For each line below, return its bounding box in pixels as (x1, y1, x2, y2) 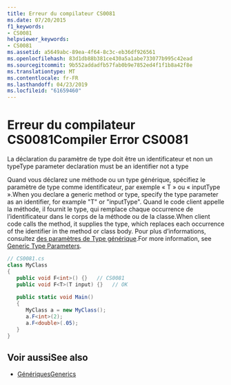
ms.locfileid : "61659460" (7, 87, 81, 94)
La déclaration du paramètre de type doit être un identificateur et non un (7, 155, 213, 163)
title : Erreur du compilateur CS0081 (7, 10, 116, 17)
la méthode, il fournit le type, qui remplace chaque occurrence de (7, 205, 194, 213)
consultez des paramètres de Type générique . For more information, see (7, 235, 212, 243)
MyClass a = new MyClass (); (25, 307, 107, 314)
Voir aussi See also (7, 351, 88, 364)
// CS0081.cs (7, 256, 45, 262)
